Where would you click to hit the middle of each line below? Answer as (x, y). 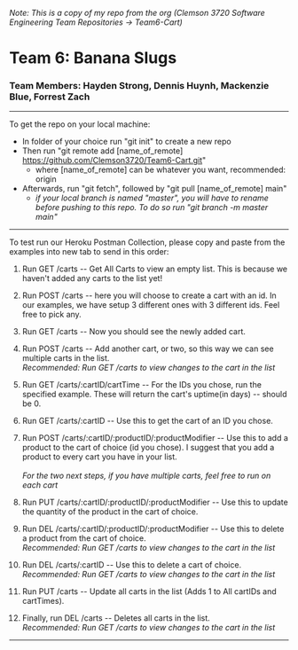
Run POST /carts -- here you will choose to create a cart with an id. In (149, 295)
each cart (40, 485)
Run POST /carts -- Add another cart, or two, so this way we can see (148, 348)
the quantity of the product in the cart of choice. (110, 512)
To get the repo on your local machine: (80, 124)
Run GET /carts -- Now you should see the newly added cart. (134, 332)
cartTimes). (43, 601)
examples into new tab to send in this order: (89, 252)
